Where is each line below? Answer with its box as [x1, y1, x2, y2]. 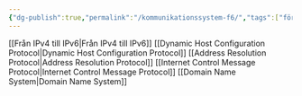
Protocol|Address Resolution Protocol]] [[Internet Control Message [8, 57, 256, 67]
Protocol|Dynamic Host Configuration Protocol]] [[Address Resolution [8, 47, 267, 58]
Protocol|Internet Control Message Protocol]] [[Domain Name [8, 66, 236, 77]
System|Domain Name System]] [8, 75, 128, 86]
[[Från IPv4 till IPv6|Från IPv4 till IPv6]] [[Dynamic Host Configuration [8, 38, 266, 48]
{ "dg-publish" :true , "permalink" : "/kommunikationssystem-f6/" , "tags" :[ [8, 13, 279, 22]
